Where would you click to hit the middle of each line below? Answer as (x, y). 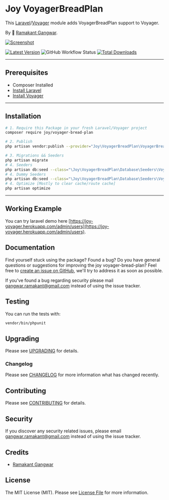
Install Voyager (28, 95)
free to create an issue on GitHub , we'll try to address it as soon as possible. (84, 270)
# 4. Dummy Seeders (26, 174)
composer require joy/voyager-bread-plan (49, 133)
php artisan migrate (27, 160)
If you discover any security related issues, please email (63, 431)
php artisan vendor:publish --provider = (48, 146)
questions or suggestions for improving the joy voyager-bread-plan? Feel (81, 265)
